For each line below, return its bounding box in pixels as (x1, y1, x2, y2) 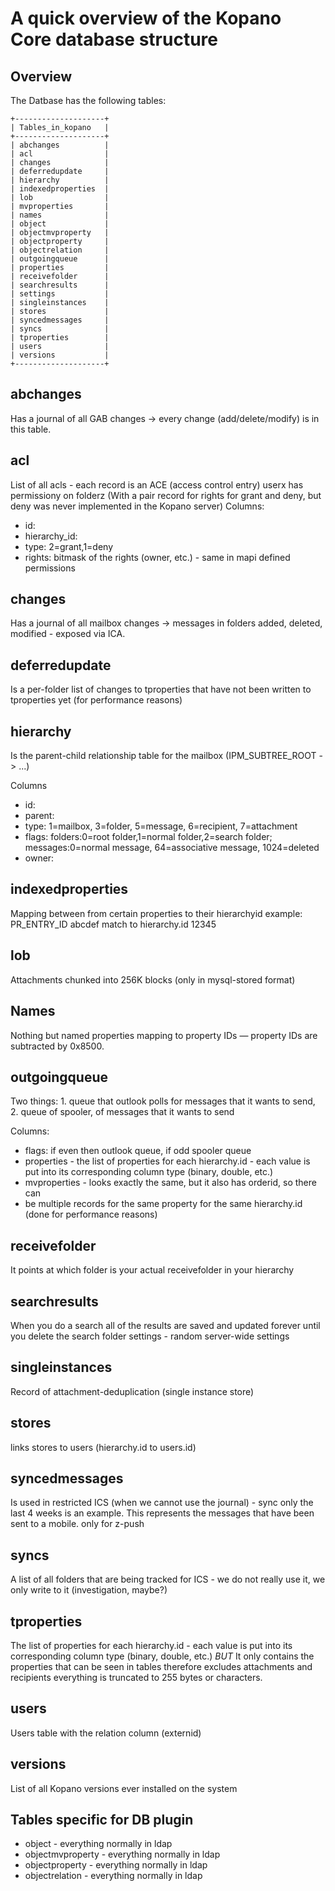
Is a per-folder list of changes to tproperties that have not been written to (10, 683, 312, 696)
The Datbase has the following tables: (10, 95, 167, 106)
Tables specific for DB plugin (10, 1812, 194, 1829)
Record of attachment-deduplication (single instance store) (10, 1385, 255, 1397)
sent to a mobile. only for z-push (10, 1518, 145, 1530)
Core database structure (10, 28, 218, 51)
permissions (24, 562, 76, 574)
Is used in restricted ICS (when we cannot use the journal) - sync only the (10, 1497, 314, 1509)
